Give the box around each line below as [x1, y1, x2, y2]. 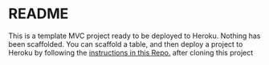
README [8, 5, 69, 23]
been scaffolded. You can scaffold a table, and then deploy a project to [8, 39, 243, 48]
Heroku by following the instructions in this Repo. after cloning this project [8, 48, 254, 57]
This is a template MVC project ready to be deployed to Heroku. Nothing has [8, 31, 261, 40]
